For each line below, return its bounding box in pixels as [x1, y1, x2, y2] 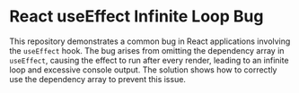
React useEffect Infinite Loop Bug [9, 6, 264, 27]
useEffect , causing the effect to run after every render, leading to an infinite [9, 55, 289, 65]
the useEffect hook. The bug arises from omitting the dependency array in [9, 45, 285, 55]
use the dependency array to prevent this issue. [9, 73, 187, 84]
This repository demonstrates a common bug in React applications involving [9, 36, 291, 46]
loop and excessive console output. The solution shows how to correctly [9, 64, 277, 75]
